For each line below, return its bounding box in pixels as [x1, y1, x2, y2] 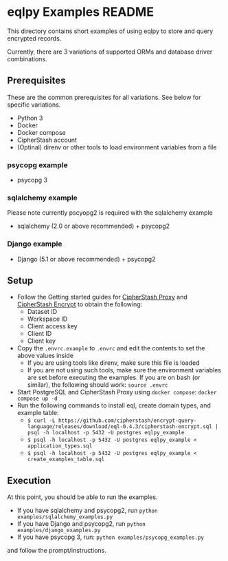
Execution [7, 474, 52, 486]
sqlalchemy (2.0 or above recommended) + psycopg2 [16, 222, 170, 231]
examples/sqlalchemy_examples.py [16, 514, 113, 520]
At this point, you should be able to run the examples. [7, 493, 158, 501]
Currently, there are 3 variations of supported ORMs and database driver [7, 47, 213, 56]
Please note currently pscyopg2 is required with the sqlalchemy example [7, 209, 213, 217]
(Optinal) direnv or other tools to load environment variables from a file [16, 142, 217, 151]
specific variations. [7, 100, 61, 109]
